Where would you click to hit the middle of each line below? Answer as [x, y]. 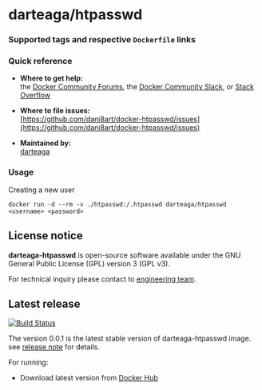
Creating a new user [42, 190]
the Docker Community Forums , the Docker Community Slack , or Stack [137, 87]
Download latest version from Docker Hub [89, 378]
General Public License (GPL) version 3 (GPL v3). [89, 263]
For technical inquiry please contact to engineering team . [102, 279]
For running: [28, 362]
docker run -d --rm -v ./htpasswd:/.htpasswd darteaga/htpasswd [117, 204]
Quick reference [40, 61]
